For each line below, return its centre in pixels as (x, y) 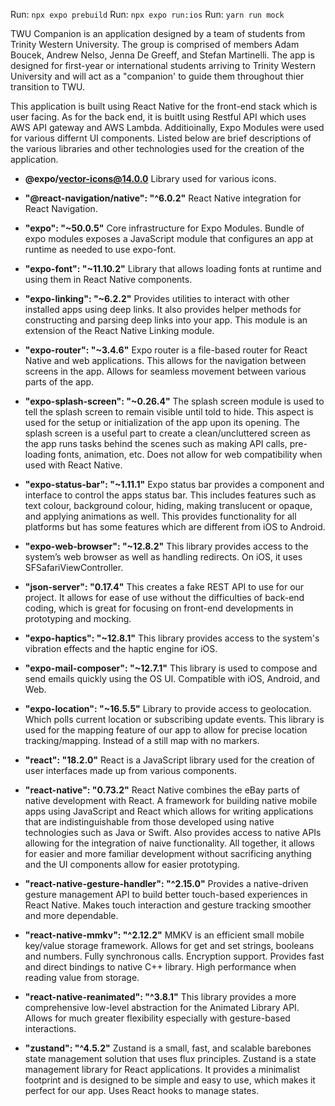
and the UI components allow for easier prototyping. (132, 864)
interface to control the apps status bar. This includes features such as (170, 495)
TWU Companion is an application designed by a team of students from (158, 33)
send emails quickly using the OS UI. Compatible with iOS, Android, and (172, 678)
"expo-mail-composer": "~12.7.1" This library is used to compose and (171, 668)
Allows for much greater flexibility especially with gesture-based (157, 1018)
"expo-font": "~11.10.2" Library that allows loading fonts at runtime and (173, 268)
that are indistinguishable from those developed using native (149, 822)
